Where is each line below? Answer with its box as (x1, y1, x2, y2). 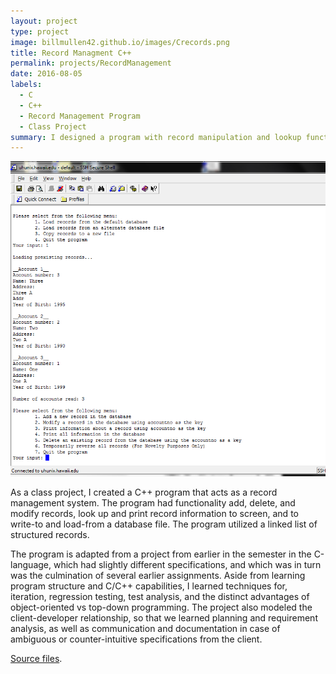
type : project (10, 26, 70, 37)
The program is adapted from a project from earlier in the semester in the (10, 548, 312, 560)
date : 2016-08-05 (10, 69, 83, 79)
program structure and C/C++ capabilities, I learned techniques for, (10, 580, 288, 592)
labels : (10, 80, 43, 90)
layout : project (10, 16, 78, 26)
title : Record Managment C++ (10, 48, 132, 58)
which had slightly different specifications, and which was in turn (53, 559, 322, 571)
